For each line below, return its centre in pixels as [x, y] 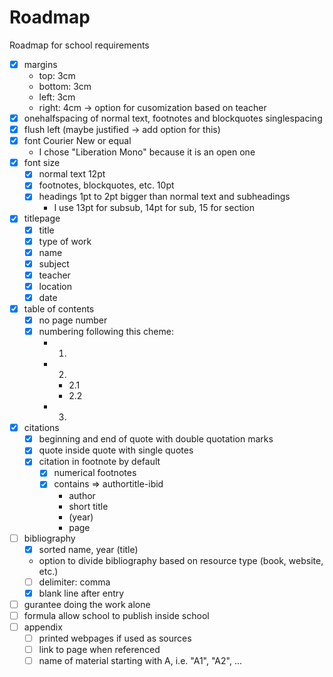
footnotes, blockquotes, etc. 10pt [106, 185]
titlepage [42, 218]
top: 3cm [57, 75]
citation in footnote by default [99, 462]
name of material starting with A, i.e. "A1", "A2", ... [140, 661]
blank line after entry [81, 593]
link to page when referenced [99, 649]
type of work [65, 241]
